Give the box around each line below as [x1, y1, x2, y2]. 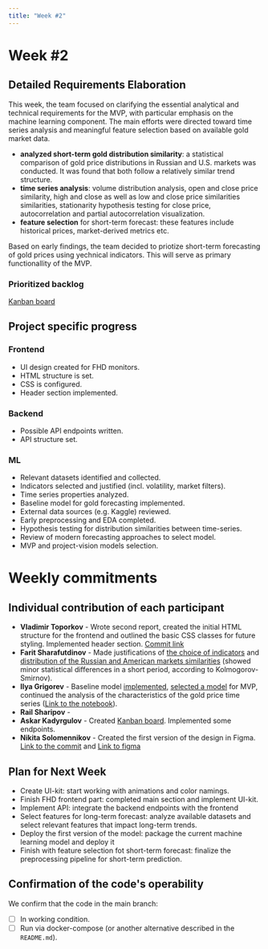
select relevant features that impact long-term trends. [19, 820, 198, 830]
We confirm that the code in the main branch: [8, 898, 158, 908]
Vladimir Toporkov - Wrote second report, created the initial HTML [19, 623, 242, 632]
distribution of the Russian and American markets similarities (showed [19, 656, 251, 666]
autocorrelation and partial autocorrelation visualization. [19, 209, 205, 218]
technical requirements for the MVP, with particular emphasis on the [8, 107, 234, 117]
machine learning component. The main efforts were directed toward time [8, 116, 253, 126]
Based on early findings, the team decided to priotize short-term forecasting [8, 241, 261, 251]
